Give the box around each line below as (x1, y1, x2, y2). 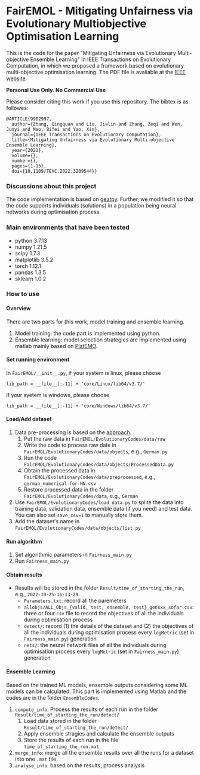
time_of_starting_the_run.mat (23, 743, 100, 750)
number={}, (11, 157, 39, 164)
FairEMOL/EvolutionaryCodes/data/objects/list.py (14, 525, 141, 532)
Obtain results (6, 571, 42, 578)
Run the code (23, 454, 57, 462)
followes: (6, 104, 29, 111)
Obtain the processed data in (23, 467, 96, 474)
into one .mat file (14, 755, 57, 762)
